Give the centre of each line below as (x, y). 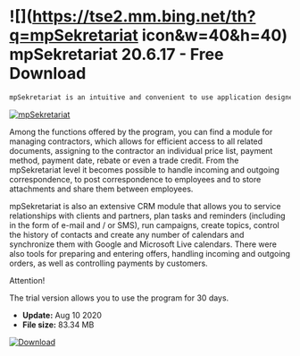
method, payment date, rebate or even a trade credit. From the (124, 160)
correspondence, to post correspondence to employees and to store (135, 179)
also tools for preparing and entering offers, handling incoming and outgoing (150, 253)
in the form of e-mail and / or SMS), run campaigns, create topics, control (144, 225)
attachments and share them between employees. (101, 189)
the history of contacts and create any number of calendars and (127, 234)
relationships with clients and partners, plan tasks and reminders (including (147, 216)
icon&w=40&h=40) (215, 35)
